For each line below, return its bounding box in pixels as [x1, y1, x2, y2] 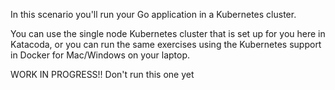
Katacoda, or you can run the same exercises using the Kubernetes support [10, 39, 322, 50]
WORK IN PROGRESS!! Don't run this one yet [10, 69, 195, 80]
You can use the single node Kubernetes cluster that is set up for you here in [10, 28, 326, 39]
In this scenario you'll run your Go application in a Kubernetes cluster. [10, 9, 297, 20]
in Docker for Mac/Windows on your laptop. [10, 49, 191, 61]
